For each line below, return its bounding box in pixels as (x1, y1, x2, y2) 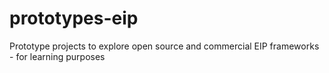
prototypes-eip (9, 7, 139, 30)
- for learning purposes (9, 50, 106, 62)
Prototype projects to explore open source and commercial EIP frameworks (9, 40, 320, 52)
